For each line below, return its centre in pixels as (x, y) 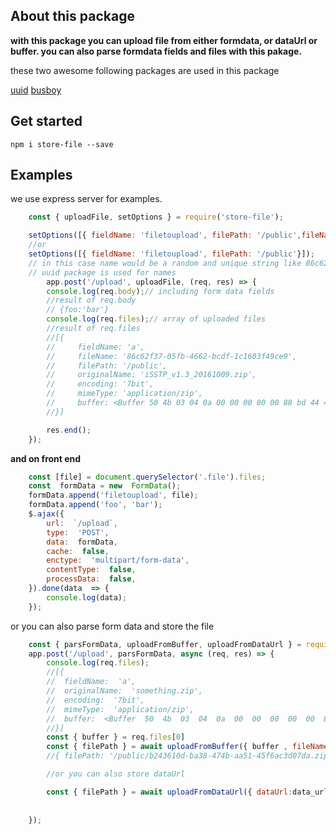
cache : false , (78, 551)
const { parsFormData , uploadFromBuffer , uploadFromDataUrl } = (165, 644)
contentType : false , (91, 570)
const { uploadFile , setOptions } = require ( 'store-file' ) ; (156, 217)
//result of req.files (93, 329)
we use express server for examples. (86, 199)
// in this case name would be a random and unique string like (165, 263)
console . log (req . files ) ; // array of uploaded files (156, 319)
